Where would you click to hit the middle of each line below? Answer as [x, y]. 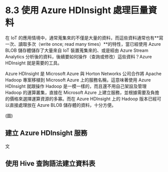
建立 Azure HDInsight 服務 [46, 133]
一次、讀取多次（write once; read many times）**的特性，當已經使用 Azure [83, 44]
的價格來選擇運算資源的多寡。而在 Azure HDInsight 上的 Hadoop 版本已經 [81, 99]
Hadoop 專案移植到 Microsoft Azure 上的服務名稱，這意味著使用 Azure [78, 80]
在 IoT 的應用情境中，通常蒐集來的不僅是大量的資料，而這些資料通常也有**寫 [84, 38]
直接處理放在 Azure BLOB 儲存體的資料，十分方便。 [63, 105]
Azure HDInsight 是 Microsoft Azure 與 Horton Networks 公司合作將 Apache [83, 73]
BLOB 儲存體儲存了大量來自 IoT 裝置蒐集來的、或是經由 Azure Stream [77, 50]
